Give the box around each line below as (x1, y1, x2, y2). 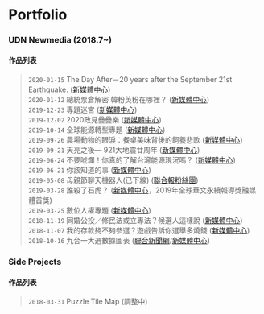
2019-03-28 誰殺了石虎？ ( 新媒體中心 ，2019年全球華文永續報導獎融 (27, 185, 250, 195)
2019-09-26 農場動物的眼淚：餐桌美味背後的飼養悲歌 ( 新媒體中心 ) (27, 135, 243, 145)
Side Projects (8, 256, 62, 267)
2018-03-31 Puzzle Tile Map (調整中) (27, 296, 148, 307)
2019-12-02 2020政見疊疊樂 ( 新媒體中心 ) (27, 115, 163, 125)
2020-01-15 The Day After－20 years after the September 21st (27, 75, 233, 85)
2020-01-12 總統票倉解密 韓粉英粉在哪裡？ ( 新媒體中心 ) (27, 95, 210, 105)
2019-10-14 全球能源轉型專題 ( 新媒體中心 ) (27, 125, 166, 134)
